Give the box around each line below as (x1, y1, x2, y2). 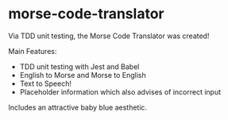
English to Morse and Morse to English (19, 70, 146, 79)
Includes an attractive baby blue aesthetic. (8, 103, 148, 112)
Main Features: (8, 46, 57, 56)
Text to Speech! (19, 79, 71, 88)
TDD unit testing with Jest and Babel (19, 61, 140, 72)
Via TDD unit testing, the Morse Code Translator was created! (8, 31, 210, 41)
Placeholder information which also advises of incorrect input (19, 87, 221, 96)
